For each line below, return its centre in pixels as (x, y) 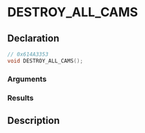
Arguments (27, 79)
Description (33, 120)
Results (20, 98)
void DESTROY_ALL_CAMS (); (45, 61)
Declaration (33, 38)
